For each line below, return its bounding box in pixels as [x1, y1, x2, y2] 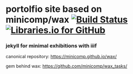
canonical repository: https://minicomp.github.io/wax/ [6, 54, 117, 60]
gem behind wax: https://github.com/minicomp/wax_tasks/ [6, 63, 127, 69]
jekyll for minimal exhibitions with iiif [6, 42, 97, 49]
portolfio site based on [6, 3, 102, 15]
